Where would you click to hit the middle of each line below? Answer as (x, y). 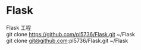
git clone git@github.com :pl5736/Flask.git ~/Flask (67, 40)
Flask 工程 (19, 27)
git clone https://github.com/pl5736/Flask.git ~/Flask (70, 34)
